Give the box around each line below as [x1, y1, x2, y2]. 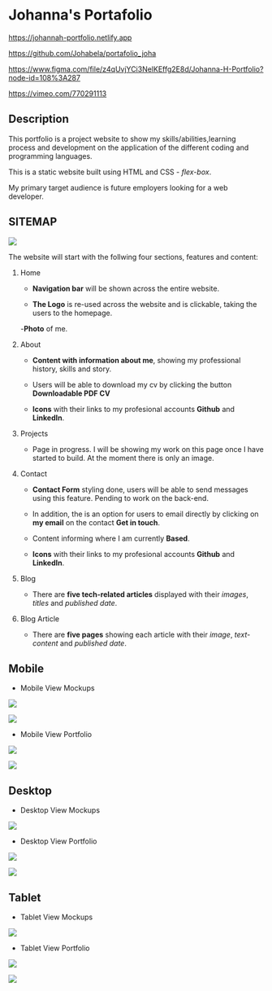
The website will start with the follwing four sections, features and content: [8, 252, 258, 261]
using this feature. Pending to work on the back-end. [32, 493, 209, 502]
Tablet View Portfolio [19, 943, 90, 953]
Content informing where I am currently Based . [32, 533, 190, 543]
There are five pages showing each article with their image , [32, 629, 233, 639]
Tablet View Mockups [19, 912, 93, 922]
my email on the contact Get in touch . [32, 517, 161, 527]
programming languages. [8, 151, 93, 160]
